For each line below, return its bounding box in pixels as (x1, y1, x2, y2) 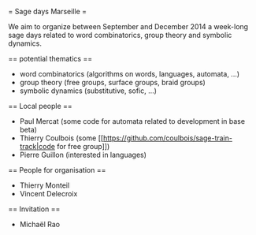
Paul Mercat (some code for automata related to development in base (19, 117, 246, 125)
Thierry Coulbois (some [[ (19, 133, 104, 143)
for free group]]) (56, 142, 110, 151)
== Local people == (8, 102, 72, 110)
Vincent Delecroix (19, 189, 78, 198)
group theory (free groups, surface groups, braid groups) (19, 78, 206, 87)
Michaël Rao (19, 220, 61, 229)
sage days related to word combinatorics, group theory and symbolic (8, 31, 232, 39)
